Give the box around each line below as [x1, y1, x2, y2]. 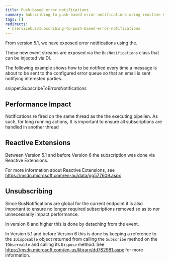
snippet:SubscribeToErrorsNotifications [5, 85, 87, 91]
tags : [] [5, 17, 24, 22]
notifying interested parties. [5, 76, 63, 82]
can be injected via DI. [5, 55, 52, 61]
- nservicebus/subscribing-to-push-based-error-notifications [7, 26, 141, 31]
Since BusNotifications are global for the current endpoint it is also [5, 200, 143, 207]
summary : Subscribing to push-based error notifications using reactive [5, 12, 161, 17]
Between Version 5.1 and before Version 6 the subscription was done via [5, 152, 155, 158]
